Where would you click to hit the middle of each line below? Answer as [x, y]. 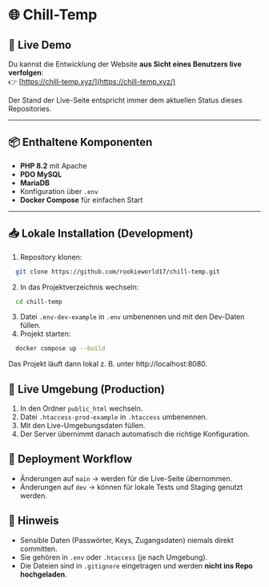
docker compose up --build [60, 349]
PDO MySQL [41, 174]
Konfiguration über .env [59, 191]
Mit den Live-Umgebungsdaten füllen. [82, 426]
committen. [38, 549]
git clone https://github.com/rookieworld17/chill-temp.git [118, 271]
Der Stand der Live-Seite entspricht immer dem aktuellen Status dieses [125, 100]
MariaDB [35, 183]
